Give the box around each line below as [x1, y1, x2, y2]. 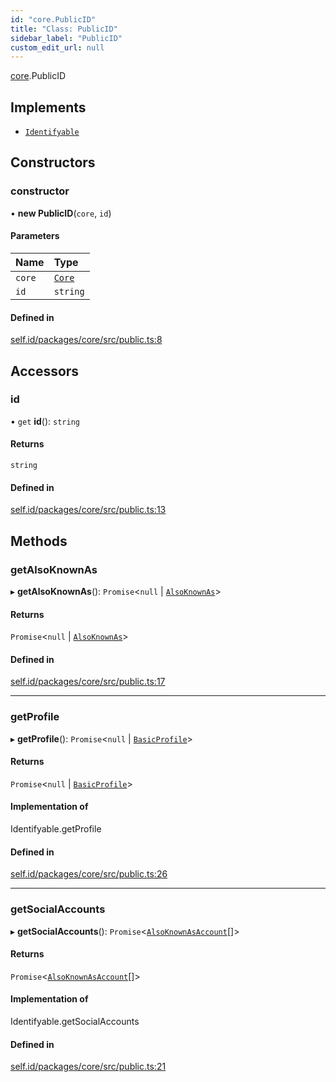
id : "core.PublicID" [10, 14, 97, 25]
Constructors [10, 154, 96, 171]
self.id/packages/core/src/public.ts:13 [10, 504, 167, 516]
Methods [10, 532, 68, 550]
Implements [10, 99, 87, 116]
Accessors [10, 362, 80, 380]
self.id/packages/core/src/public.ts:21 [10, 1061, 167, 1073]
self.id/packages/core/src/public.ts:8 [10, 334, 163, 346]
